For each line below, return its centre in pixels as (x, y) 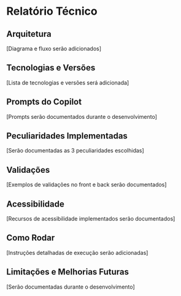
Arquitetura (29, 34)
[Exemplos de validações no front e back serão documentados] (87, 184)
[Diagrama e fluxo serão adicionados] (54, 48)
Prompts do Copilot (44, 102)
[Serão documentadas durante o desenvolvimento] (71, 287)
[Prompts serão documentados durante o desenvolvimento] (82, 116)
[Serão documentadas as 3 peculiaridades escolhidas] (75, 151)
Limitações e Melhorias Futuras (68, 272)
